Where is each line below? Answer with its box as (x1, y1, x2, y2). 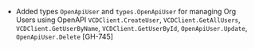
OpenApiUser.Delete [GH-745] (15, 32, 114, 41)
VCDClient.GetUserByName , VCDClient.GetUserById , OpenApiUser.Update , (15, 24, 248, 32)
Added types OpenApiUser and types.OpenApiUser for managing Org (15, 7, 237, 16)
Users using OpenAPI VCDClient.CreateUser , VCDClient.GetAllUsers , (15, 15, 241, 24)
